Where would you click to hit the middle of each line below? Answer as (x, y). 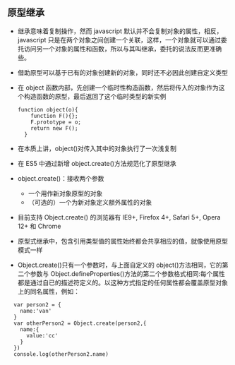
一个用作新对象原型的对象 (65, 193)
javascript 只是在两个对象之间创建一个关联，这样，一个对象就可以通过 (119, 40)
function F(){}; (54, 116)
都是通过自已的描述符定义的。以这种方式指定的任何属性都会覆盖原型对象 (122, 282)
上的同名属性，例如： (48, 291)
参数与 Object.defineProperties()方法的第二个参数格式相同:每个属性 (128, 273)
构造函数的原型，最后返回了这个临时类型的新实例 (95, 96)
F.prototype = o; (56, 122)
